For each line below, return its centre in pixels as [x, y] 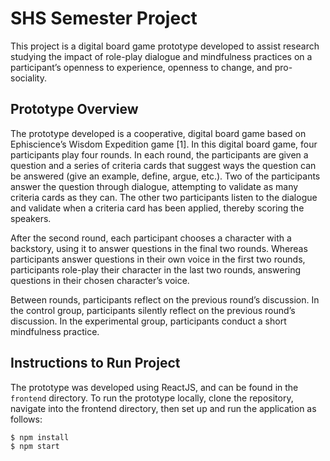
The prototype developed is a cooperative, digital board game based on [158, 133]
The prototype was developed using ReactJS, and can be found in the [154, 387]
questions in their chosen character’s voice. [100, 280]
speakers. [31, 218]
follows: [26, 419]
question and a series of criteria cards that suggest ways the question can [163, 165]
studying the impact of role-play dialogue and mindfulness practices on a [161, 56]
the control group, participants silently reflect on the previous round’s [153, 310]
